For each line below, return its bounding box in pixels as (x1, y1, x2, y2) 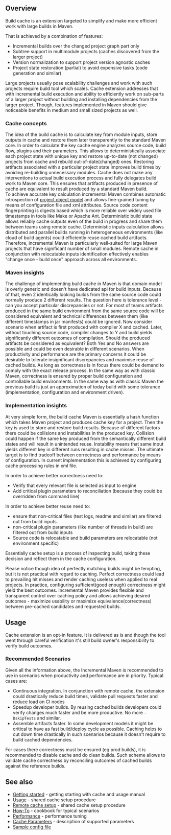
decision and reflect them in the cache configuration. (5, 555, 117, 562)
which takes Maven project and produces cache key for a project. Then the (5, 419, 163, 425)
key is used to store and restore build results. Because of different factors (5, 424, 160, 431)
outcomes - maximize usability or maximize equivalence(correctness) (5, 598, 152, 604)
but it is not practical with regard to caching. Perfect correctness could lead (5, 571, 164, 577)
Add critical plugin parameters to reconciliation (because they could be (12, 488, 162, 494)
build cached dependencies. (12, 736, 73, 743)
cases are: (5, 678, 27, 684)
